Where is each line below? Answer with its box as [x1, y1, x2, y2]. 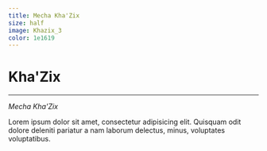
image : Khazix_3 [8, 26, 62, 34]
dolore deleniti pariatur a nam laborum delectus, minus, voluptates [8, 126, 225, 135]
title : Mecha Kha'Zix [8, 11, 80, 20]
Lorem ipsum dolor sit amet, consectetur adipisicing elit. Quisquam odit [8, 117, 242, 127]
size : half [8, 19, 44, 27]
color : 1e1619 [8, 33, 56, 42]
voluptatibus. [8, 134, 51, 144]
